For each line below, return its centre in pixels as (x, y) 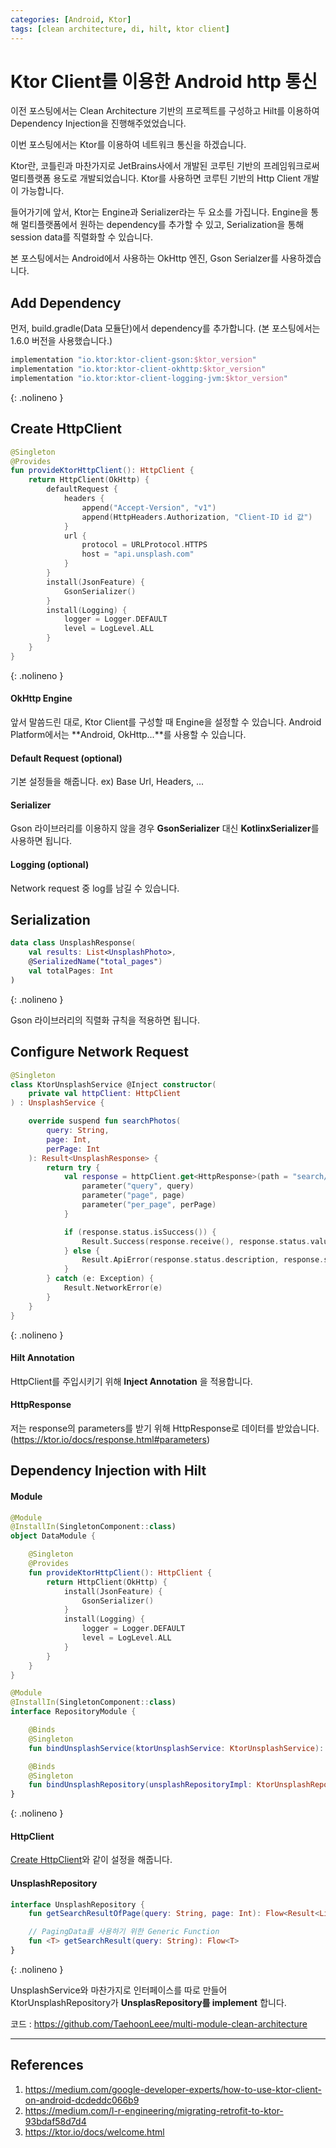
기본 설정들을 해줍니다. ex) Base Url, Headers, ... (107, 782)
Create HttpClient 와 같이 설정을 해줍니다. (91, 1860)
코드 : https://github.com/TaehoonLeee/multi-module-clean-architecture (159, 2023)
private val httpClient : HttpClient (105, 1094)
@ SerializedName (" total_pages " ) (95, 962)
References (47, 2065)
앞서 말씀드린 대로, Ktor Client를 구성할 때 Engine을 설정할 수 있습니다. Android (166, 722)
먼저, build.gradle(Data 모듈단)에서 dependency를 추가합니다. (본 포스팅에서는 (165, 328)
